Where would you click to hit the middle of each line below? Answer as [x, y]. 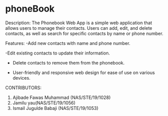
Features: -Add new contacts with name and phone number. [68, 43]
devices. [22, 78]
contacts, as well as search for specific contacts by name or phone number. [84, 33]
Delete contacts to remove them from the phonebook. [69, 63]
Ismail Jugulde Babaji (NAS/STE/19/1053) [55, 108]
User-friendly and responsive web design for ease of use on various [84, 72]
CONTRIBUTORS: [24, 88]
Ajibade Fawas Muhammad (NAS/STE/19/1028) [61, 97]
